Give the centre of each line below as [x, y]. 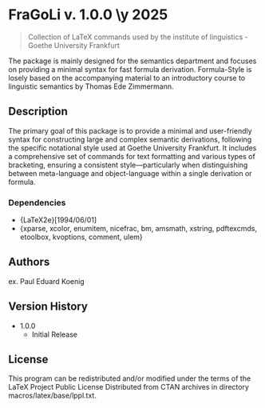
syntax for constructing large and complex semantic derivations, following [130, 139]
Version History [48, 307]
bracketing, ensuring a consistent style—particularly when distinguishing [128, 165]
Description [38, 112]
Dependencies [37, 202]
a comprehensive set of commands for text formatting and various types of [132, 156]
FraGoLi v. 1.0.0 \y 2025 [88, 15]
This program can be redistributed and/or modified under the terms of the [130, 378]
